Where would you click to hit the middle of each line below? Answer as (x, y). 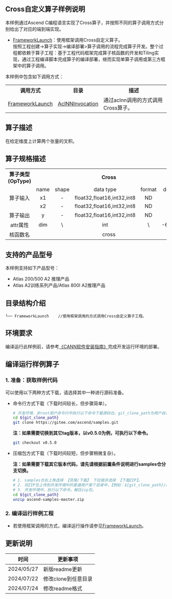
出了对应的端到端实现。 (39, 29)
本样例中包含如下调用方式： (35, 77)
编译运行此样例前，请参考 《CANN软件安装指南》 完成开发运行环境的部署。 (84, 346)
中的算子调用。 (33, 65)
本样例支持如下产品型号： (32, 268)
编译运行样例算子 (32, 364)
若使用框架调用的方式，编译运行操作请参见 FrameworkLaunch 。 (80, 526)
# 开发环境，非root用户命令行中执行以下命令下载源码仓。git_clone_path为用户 (87, 413)
